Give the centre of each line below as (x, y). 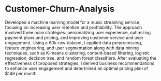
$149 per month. (22, 73)
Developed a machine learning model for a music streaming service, (73, 22)
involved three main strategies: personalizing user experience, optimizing (78, 32)
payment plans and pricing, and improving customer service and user (74, 38)
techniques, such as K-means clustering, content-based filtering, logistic (77, 53)
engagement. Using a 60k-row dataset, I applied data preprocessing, (74, 42)
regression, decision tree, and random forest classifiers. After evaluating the (81, 58)
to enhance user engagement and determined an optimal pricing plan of (77, 68)
